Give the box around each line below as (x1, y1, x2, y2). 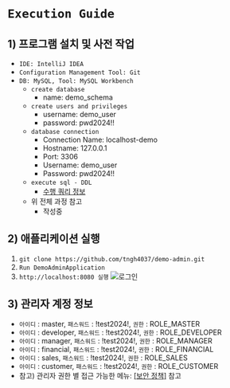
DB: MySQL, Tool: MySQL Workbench (18, 77, 134, 85)
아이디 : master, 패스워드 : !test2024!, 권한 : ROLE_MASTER (18, 319, 201, 328)
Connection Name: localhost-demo (42, 135, 158, 144)
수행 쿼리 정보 (42, 186, 86, 196)
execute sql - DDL (30, 178, 92, 186)
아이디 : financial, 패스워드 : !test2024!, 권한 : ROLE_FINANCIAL (18, 344, 214, 354)
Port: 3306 (42, 152, 79, 161)
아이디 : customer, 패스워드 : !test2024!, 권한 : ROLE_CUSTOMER (18, 361, 219, 370)
